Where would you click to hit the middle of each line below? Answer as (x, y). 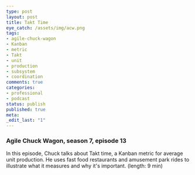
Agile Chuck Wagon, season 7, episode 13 (66, 141)
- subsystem (20, 71)
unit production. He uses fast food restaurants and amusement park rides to (98, 160)
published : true (26, 109)
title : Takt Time (27, 22)
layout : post (22, 17)
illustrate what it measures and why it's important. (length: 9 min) (84, 166)
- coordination (25, 77)
